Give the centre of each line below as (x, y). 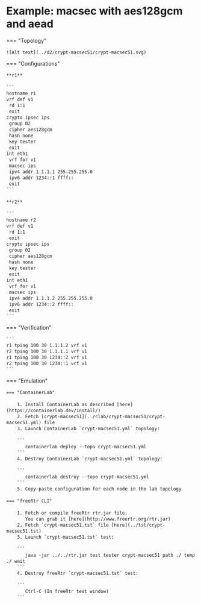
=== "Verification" (29, 327)
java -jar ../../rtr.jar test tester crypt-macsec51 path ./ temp (110, 555)
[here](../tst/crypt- (138, 525)
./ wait (16, 561)
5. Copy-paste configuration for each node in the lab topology (99, 489)
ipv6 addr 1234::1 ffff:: (41, 178)
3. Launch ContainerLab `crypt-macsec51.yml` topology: (89, 428)
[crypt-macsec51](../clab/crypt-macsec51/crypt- (103, 416)
